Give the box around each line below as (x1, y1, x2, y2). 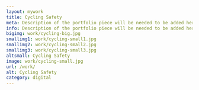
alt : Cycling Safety (6, 69, 57, 75)
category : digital (6, 75, 52, 81)
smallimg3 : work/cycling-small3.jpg (6, 47, 97, 53)
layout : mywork (6, 8, 44, 15)
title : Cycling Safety (6, 14, 62, 20)
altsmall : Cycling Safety (6, 53, 70, 59)
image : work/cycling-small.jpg (6, 58, 84, 64)
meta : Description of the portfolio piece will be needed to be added (6, 20, 184, 25)
